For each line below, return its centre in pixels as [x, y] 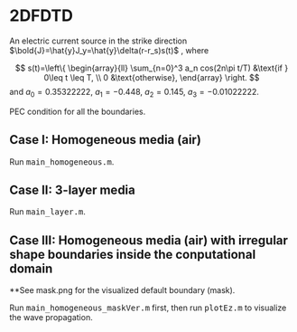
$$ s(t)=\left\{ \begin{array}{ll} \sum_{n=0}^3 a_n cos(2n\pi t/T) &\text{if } [152, 68]
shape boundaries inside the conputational [133, 254]
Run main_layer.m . [47, 212]
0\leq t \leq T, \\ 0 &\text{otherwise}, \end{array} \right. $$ [152, 77]
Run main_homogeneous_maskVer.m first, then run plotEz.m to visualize [148, 308]
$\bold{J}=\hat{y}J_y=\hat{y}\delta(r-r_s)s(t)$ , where [109, 50]
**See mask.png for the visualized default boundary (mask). [122, 290]
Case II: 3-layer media [72, 190]
